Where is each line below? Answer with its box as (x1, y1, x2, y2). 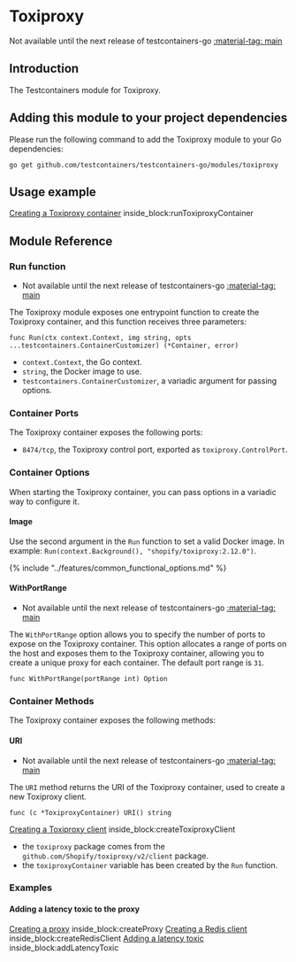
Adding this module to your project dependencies (9, 111, 288, 126)
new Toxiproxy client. (9, 791, 87, 802)
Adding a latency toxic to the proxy (9, 904, 140, 914)
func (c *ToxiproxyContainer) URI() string (9, 808, 172, 817)
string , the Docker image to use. (21, 366, 142, 377)
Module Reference (9, 233, 113, 249)
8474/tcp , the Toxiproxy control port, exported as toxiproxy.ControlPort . (21, 445, 288, 455)
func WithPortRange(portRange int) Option (9, 675, 168, 684)
